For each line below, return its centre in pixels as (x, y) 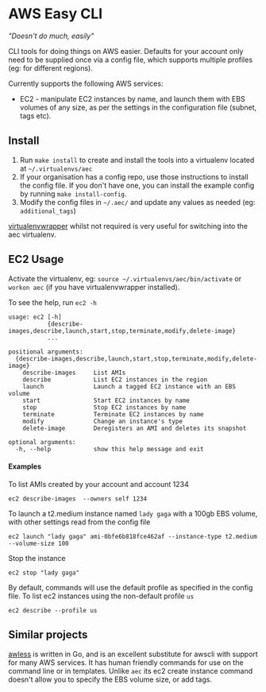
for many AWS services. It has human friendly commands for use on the (126, 662)
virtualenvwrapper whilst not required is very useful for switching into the (128, 226)
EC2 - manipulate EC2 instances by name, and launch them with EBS (132, 99)
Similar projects (48, 635)
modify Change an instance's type (102, 421)
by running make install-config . (73, 193)
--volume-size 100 (39, 543)
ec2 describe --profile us (53, 610)
